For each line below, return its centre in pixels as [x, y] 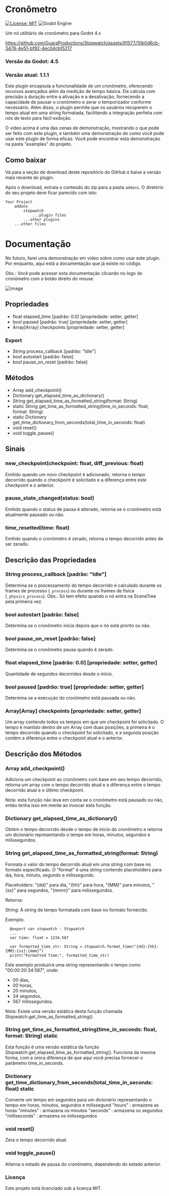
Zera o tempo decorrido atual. [36, 1140]
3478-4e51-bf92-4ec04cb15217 [39, 48]
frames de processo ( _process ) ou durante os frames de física [70, 590]
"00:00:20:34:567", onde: [32, 970]
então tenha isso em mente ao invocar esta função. [59, 805]
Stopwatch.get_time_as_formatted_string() [49, 1017]
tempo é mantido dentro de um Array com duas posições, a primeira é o [80, 727]
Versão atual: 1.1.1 [27, 75]
